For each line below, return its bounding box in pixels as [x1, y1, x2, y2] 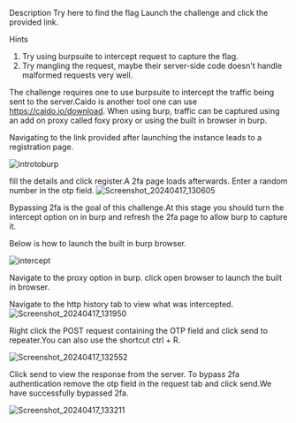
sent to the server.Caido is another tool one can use [9, 96, 197, 107]
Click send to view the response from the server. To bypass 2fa [9, 369, 240, 379]
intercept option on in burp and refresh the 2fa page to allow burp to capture [9, 212, 288, 222]
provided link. [9, 17, 59, 27]
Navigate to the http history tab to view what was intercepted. [9, 299, 234, 309]
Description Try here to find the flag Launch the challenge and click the [9, 8, 269, 18]
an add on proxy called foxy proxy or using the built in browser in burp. [9, 115, 268, 125]
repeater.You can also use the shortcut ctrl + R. [9, 335, 181, 345]
